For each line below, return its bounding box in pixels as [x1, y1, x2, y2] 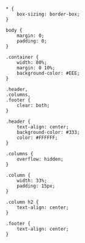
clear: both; [17, 102, 50, 109]
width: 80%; [17, 60, 47, 66]
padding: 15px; [17, 183, 56, 189]
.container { [6, 54, 39, 60]
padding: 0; [17, 38, 47, 44]
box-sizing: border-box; [17, 11, 80, 17]
